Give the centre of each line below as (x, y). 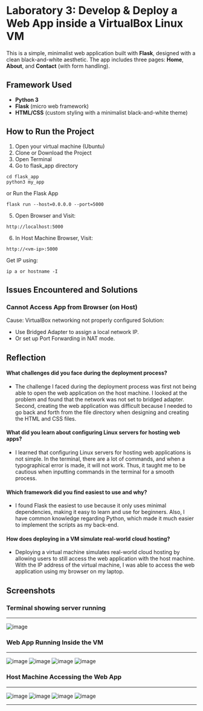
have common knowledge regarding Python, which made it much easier (105, 518)
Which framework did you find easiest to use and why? (77, 492)
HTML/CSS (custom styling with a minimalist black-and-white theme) (101, 112)
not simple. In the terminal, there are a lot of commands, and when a (100, 459)
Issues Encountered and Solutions (72, 289)
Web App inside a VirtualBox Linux (95, 23)
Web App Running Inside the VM (55, 643)
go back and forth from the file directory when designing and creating (102, 412)
